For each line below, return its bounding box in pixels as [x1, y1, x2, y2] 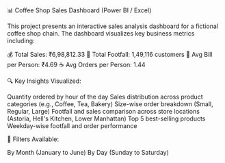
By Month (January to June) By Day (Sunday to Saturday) [7, 149, 170, 156]
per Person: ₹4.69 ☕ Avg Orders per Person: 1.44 [7, 61, 146, 68]
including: [7, 37, 36, 45]
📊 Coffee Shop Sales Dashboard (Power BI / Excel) [7, 6, 152, 14]
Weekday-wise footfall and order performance [7, 122, 137, 129]
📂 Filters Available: [7, 135, 59, 143]
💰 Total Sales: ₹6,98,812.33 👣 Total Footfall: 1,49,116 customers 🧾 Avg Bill [7, 51, 213, 58]
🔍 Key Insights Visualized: [7, 77, 82, 85]
